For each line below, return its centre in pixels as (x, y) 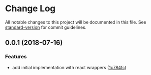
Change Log (30, 9)
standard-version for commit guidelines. (46, 27)
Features (16, 57)
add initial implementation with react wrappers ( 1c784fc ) (69, 67)
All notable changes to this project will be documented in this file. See (76, 22)
